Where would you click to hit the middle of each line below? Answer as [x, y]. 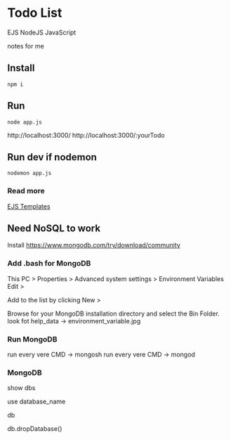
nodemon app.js [29, 174]
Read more [26, 191]
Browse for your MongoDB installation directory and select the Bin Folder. [113, 313]
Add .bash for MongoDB [49, 264]
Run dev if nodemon [52, 157]
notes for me [26, 46]
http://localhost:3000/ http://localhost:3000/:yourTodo [86, 135]
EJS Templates [29, 206]
